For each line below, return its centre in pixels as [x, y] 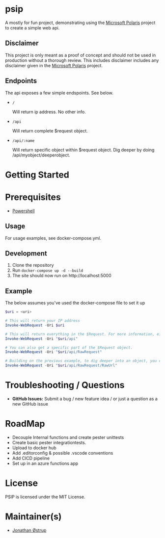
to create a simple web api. [32, 27]
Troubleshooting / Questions [65, 385]
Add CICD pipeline [31, 458]
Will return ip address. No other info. [49, 112]
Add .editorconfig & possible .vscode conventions [63, 453]
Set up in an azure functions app [45, 463]
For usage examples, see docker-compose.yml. [53, 238]
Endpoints [21, 81]
